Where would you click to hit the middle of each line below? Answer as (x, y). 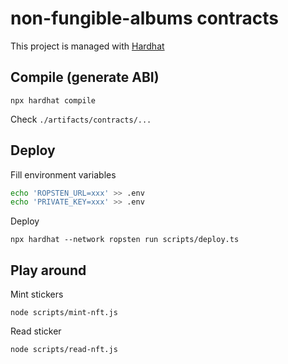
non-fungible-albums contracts (145, 18)
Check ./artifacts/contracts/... (81, 119)
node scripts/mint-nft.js (64, 313)
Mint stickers (37, 294)
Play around (48, 270)
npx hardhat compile (53, 100)
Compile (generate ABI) (85, 77)
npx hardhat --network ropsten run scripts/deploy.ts (125, 240)
